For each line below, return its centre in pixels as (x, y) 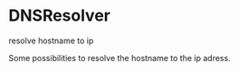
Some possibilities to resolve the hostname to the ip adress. (120, 58)
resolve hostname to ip (51, 40)
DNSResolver (59, 16)
